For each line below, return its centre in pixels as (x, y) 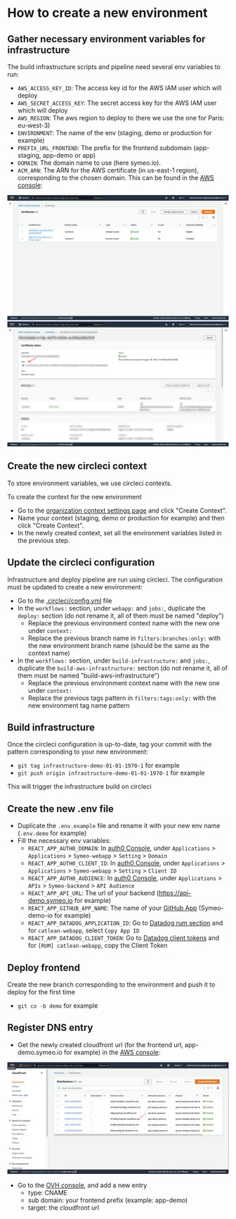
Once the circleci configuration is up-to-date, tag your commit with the (110, 744)
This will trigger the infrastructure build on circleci (80, 787)
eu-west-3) (34, 125)
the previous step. (44, 540)
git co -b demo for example (58, 1006)
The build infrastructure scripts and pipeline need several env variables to (114, 67)
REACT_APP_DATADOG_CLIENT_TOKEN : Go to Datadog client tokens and (124, 938)
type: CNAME (48, 1192)
